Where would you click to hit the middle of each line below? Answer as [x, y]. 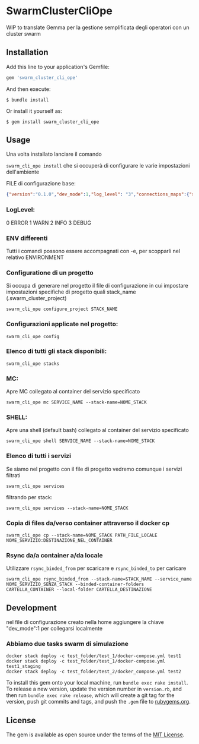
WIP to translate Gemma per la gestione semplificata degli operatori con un [98, 27]
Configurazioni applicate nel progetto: [62, 324]
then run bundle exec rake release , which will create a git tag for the [90, 695]
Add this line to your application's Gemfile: [58, 67]
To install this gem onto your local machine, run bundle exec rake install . [97, 683]
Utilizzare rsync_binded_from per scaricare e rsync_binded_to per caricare [96, 568]
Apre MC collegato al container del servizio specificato [73, 392]
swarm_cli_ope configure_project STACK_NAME [62, 309]
